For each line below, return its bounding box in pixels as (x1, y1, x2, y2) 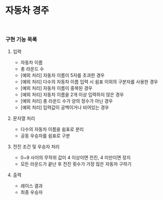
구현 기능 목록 (5, 35, 38, 43)
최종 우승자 (20, 189, 43, 195)
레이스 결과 (20, 183, 43, 189)
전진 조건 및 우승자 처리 (12, 143, 60, 150)
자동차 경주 (5, 5, 49, 16)
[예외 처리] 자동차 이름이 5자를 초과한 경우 (20, 72, 105, 79)
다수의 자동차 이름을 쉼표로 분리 (20, 126, 84, 133)
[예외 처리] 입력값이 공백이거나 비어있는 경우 (20, 104, 110, 111)
